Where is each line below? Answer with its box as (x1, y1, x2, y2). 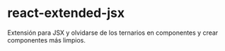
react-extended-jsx (7, 5, 125, 21)
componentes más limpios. (7, 35, 86, 44)
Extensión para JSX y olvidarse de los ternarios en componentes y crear (7, 28, 219, 37)
